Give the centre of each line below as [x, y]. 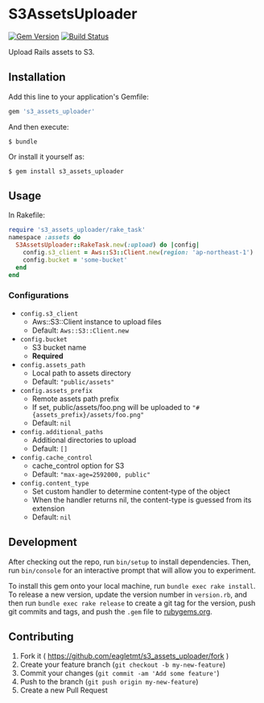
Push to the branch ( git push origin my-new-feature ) [109, 682]
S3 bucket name [59, 347]
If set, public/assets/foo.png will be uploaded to [111, 407]
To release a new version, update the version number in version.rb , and [128, 594]
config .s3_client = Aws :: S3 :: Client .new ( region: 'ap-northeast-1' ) [138, 253]
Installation [37, 77]
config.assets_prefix [56, 391]
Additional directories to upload [84, 440]
